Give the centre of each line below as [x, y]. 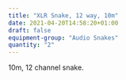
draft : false [30, 30]
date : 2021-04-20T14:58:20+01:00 [63, 23]
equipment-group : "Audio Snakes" [63, 38]
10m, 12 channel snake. [46, 67]
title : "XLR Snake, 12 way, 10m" [63, 15]
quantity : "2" [32, 45]
